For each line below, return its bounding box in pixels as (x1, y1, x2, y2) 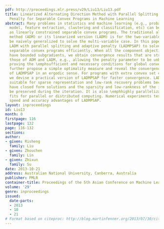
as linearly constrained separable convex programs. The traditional (9, 30, 154, 35)
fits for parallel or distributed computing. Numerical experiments (9, 93, 152, 98)
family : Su (9, 162, 32, 167)
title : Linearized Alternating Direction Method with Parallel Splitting (5, 12, 159, 17)
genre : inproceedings (5, 189, 49, 194)
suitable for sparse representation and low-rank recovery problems (9, 80, 152, 85)
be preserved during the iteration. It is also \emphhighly (9, 89, 134, 94)
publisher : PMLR (5, 176, 38, 181)
